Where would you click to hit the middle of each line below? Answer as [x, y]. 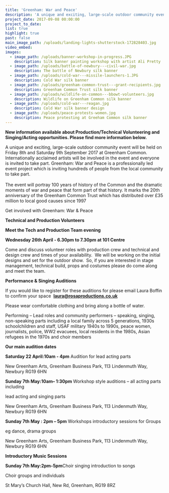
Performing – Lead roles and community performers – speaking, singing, [80, 315]
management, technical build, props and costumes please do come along [81, 266]
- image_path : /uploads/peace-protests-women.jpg [63, 113]
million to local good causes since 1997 [46, 201]
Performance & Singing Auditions [41, 281]
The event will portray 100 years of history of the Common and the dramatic [84, 184]
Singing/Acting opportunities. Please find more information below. [76, 137]
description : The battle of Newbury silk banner [66, 71]
